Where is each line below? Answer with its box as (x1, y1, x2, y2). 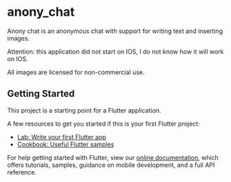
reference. (7, 168, 37, 176)
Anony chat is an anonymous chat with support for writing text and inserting (7, 27, 223, 35)
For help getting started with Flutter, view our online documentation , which (7, 153, 219, 161)
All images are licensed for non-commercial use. (7, 68, 145, 76)
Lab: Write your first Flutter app (17, 133, 107, 141)
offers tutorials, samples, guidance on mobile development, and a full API (7, 161, 215, 169)
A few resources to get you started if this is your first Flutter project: (7, 120, 200, 128)
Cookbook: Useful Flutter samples (17, 140, 114, 148)
